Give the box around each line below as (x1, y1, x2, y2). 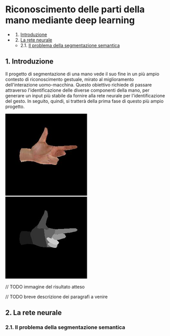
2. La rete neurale (5, 308, 62, 317)
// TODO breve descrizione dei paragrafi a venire (5, 293, 108, 300)
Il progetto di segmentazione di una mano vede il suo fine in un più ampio (5, 71, 160, 77)
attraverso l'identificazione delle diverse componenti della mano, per (5, 87, 150, 93)
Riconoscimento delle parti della (5, 4, 145, 15)
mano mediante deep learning (5, 14, 135, 26)
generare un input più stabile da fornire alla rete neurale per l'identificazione (5, 92, 165, 98)
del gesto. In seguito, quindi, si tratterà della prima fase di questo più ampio (5, 98, 164, 104)
